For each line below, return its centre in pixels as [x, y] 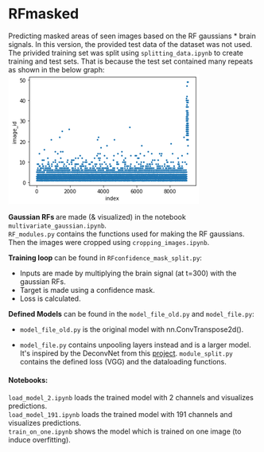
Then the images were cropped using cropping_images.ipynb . [109, 242]
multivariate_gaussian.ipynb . [58, 225]
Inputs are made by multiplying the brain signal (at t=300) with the [128, 273]
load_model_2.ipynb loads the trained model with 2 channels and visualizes [131, 398]
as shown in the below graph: [56, 69]
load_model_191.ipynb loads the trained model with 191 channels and [120, 415]
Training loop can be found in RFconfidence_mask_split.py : [105, 257]
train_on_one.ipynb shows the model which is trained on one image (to [125, 431]
